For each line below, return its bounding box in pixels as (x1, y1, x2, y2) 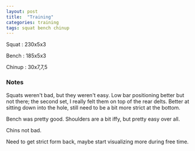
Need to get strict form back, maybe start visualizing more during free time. (6, 138, 189, 145)
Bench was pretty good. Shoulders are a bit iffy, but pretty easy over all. (6, 115, 180, 122)
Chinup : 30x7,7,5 (6, 64, 48, 71)
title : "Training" (6, 14, 54, 20)
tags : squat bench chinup (6, 25, 69, 31)
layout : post (6, 8, 38, 15)
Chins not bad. (6, 126, 42, 133)
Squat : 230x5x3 (6, 41, 46, 48)
